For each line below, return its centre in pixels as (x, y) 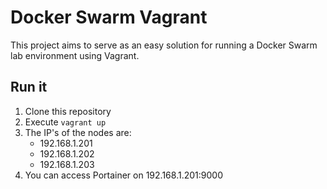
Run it (29, 87)
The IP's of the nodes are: (78, 132)
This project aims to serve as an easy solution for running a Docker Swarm (164, 45)
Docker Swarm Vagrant (109, 17)
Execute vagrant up (65, 122)
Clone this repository (68, 111)
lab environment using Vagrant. (75, 55)
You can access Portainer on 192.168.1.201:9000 (123, 175)
